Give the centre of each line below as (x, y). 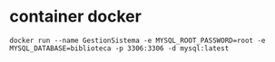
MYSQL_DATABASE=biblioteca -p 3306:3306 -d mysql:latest (119, 48)
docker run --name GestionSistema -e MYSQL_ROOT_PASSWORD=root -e (137, 40)
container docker (76, 17)
